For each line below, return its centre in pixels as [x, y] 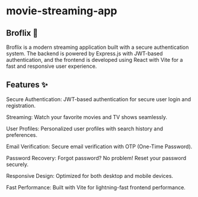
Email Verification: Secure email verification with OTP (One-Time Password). [99, 146]
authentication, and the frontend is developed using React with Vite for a [95, 60]
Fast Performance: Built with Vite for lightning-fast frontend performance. [96, 187]
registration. [21, 105]
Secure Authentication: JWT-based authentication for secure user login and [99, 99]
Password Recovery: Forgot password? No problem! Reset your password [96, 158]
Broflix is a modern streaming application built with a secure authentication [98, 47]
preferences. [22, 135]
